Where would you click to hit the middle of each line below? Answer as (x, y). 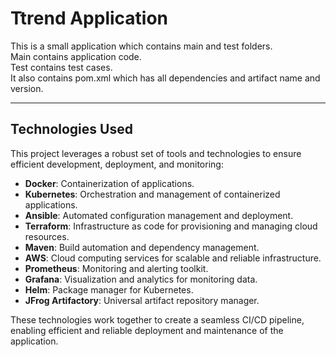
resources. (47, 236)
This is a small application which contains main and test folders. (141, 46)
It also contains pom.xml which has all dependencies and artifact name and (165, 78)
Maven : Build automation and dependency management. (142, 247)
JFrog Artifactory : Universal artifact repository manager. (142, 300)
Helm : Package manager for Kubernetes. (109, 289)
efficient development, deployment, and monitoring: (117, 164)
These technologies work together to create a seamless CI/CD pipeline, (157, 319)
